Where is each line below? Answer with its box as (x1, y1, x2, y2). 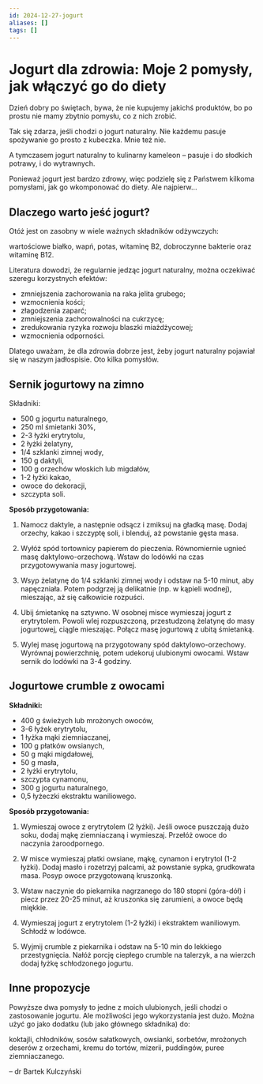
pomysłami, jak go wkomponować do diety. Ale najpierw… (9, 182, 197, 192)
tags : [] (9, 26, 38, 34)
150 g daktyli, (20, 456, 64, 465)
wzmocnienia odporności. (20, 331, 105, 340)
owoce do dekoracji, (20, 481, 87, 490)
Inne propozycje (9, 981, 91, 995)
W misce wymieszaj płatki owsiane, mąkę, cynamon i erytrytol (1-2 (20, 853, 238, 863)
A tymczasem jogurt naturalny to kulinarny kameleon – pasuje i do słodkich (9, 151, 253, 160)
